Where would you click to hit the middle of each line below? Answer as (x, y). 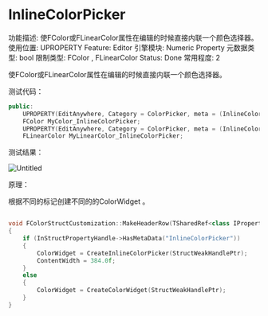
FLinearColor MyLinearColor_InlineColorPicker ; (103, 136)
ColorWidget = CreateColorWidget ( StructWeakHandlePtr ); (132, 291)
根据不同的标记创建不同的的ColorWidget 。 (79, 201)
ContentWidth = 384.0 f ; (76, 260)
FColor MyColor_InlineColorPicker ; (82, 121)
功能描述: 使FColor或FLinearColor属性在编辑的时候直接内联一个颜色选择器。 (133, 37)
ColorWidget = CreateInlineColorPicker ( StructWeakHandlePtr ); (142, 253)
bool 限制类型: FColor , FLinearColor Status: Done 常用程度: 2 (120, 57)
